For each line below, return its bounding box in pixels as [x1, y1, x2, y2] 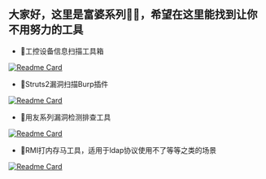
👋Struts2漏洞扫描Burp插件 [20, 79, 108, 89]
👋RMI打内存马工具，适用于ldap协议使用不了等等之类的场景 [20, 145, 217, 155]
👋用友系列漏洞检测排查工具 [20, 112, 111, 122]
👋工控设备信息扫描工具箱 [20, 46, 104, 55]
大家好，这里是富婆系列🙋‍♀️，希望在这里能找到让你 [8, 7, 258, 22]
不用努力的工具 [8, 23, 84, 37]
